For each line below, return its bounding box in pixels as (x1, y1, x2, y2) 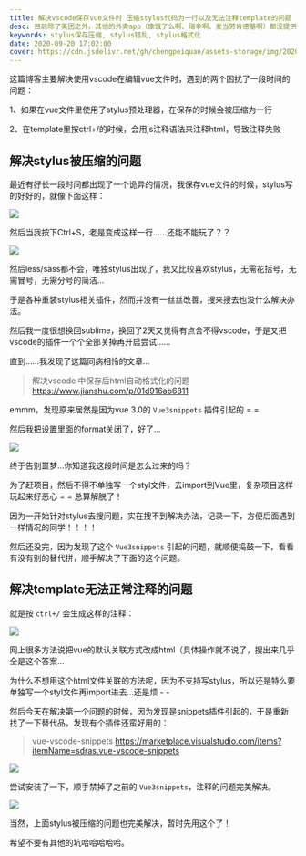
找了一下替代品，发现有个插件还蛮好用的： (9, 717, 169, 728)
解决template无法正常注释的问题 (9, 581, 193, 598)
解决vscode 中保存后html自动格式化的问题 (31, 375, 190, 386)
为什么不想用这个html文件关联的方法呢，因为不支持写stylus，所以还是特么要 (9, 674, 296, 685)
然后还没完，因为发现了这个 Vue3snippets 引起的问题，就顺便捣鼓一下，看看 (9, 540, 294, 552)
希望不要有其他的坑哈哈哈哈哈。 (9, 837, 129, 848)
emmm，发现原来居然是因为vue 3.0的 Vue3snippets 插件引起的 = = (9, 403, 260, 415)
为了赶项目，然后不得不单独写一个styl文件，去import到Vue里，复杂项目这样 (9, 479, 294, 490)
